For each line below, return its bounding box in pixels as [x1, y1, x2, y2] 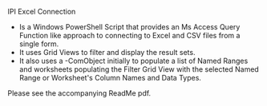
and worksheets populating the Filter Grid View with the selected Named [18, 65, 260, 74]
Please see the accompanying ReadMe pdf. [7, 88, 152, 98]
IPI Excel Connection [7, 7, 76, 16]
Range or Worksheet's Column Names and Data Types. [18, 73, 202, 82]
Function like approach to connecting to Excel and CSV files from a [18, 31, 241, 40]
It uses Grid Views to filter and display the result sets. [18, 48, 196, 57]
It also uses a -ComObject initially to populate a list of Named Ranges [18, 56, 249, 65]
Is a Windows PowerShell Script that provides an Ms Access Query [18, 22, 241, 31]
